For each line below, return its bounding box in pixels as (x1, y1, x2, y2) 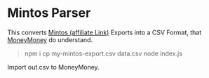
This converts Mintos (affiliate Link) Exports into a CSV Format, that (7, 28, 202, 37)
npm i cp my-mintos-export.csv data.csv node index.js (24, 49, 182, 58)
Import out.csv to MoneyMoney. (7, 63, 100, 71)
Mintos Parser (7, 5, 91, 21)
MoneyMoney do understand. (7, 35, 93, 44)
